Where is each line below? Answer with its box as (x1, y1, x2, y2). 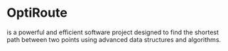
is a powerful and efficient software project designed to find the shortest (6, 28, 219, 36)
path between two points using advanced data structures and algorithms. (6, 35, 222, 43)
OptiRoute (6, 5, 68, 21)
